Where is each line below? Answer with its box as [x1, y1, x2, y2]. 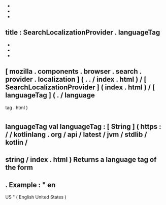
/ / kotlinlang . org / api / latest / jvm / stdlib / [5, 130, 147, 139]
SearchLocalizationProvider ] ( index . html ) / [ [5, 83, 155, 92]
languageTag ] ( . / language [5, 91, 95, 99]
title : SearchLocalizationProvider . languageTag [5, 28, 160, 37]
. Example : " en [5, 181, 56, 189]
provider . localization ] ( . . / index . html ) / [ [5, 75, 147, 84]
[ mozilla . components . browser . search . [5, 67, 142, 76]
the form [5, 163, 33, 172]
